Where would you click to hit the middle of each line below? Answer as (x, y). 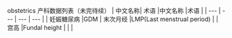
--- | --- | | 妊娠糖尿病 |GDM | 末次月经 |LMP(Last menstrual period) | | (118, 19)
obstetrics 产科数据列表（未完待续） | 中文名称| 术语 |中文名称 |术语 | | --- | (114, 11)
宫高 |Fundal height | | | (40, 27)
